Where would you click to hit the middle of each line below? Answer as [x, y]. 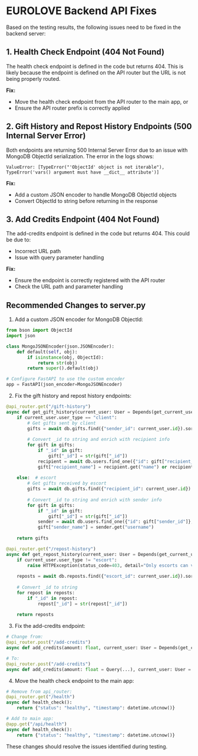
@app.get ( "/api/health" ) [37, 724]
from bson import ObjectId [39, 330]
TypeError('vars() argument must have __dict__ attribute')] [83, 172]
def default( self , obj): [47, 352]
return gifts [33, 538]
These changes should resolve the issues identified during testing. [87, 746]
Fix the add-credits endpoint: [50, 626]
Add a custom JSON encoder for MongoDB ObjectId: [79, 319]
